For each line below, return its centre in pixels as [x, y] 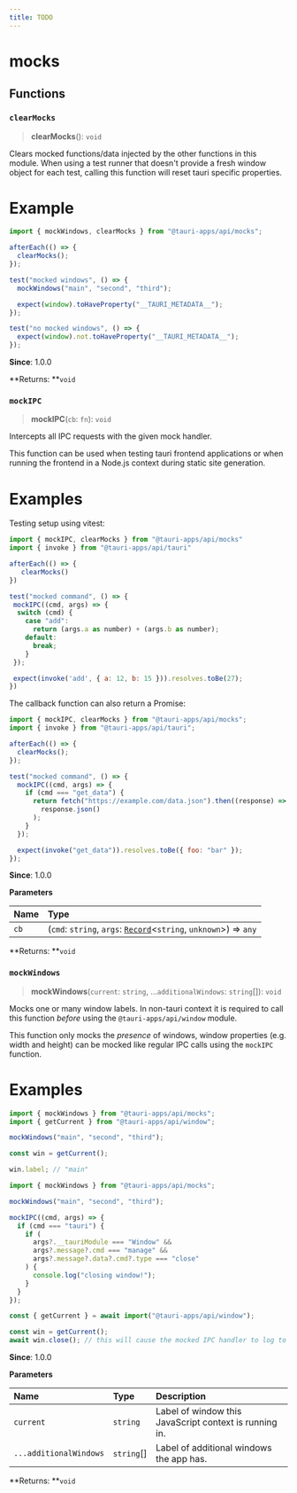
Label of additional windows [214, 1448]
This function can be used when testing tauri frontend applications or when [146, 454]
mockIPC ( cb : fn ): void [71, 419]
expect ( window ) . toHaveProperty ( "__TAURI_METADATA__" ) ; [120, 304]
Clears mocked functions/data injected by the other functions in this [133, 153]
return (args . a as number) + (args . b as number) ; [126, 629]
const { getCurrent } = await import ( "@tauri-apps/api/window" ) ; [132, 1316]
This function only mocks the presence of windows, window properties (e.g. [148, 1035]
